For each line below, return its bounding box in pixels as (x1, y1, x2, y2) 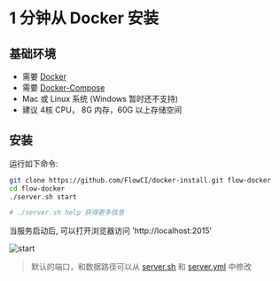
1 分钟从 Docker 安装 (9, 8, 159, 28)
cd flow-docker (9, 183, 66, 193)
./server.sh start (9, 192, 77, 201)
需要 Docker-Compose (21, 82, 105, 93)
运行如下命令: (9, 158, 59, 168)
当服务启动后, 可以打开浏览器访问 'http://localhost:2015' (9, 225, 213, 236)
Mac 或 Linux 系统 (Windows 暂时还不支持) (21, 94, 179, 104)
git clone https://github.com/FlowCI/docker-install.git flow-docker (9, 176, 272, 184)
